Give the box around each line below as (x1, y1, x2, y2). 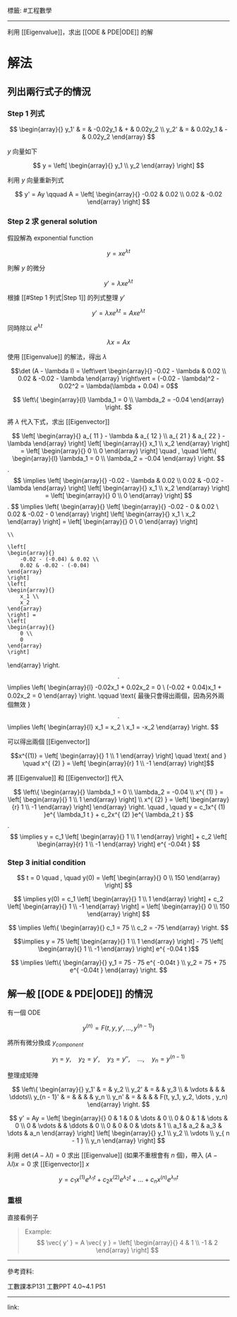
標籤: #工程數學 (7, 6, 52, 14)
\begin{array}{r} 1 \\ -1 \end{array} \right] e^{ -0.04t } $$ (36, 840, 201, 848)
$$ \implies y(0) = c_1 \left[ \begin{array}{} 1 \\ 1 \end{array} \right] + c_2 (13, 895, 224, 903)
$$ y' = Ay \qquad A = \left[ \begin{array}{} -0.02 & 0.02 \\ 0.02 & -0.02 (14, 189, 223, 198)
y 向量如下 (7, 147, 37, 156)
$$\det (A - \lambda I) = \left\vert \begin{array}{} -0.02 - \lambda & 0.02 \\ (10, 366, 227, 375)
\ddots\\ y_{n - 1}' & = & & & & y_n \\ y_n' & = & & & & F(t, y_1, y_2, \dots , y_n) (9, 1092, 228, 1101)
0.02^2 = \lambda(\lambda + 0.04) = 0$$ (59, 381, 178, 390)
